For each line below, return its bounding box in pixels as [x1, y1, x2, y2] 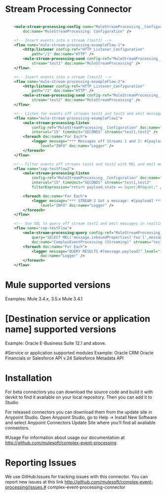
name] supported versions [5, 324, 117, 335]
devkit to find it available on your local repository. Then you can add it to [5, 394, 152, 400]
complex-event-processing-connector [47, 484, 125, 490]
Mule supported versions [5, 280, 111, 291]
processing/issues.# [5, 484, 47, 490]
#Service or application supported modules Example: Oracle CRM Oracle [5, 350, 154, 355]
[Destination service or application [5, 313, 151, 325]
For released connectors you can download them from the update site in [5, 409, 152, 415]
